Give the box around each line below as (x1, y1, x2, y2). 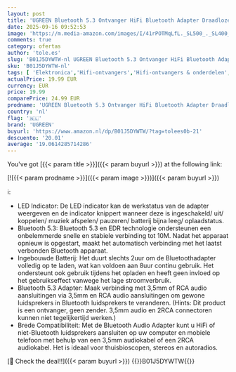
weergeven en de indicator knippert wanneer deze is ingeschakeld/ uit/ (17, 209, 224, 218)
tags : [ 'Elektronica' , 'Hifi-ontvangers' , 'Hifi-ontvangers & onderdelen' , (7, 69, 231, 76)
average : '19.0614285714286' (7, 141, 93, 148)
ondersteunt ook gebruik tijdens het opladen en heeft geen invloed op (17, 269, 220, 277)
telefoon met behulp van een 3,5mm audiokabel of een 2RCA (17, 336, 195, 345)
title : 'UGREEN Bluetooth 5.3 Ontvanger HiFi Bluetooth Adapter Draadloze (7, 17, 231, 24)
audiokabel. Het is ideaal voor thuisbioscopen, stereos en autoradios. (17, 343, 218, 352)
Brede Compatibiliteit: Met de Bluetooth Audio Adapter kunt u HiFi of (17, 321, 216, 330)
